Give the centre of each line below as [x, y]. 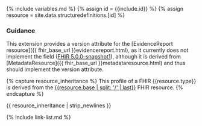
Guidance [21, 31]
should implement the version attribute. [55, 69]
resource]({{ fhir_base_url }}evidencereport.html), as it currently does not [97, 50]
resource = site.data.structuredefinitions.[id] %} [66, 15]
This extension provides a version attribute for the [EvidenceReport [90, 44]
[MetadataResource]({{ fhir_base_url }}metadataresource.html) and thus [96, 63]
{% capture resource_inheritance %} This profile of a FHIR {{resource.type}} [101, 81]
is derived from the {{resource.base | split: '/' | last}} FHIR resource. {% [95, 87]
